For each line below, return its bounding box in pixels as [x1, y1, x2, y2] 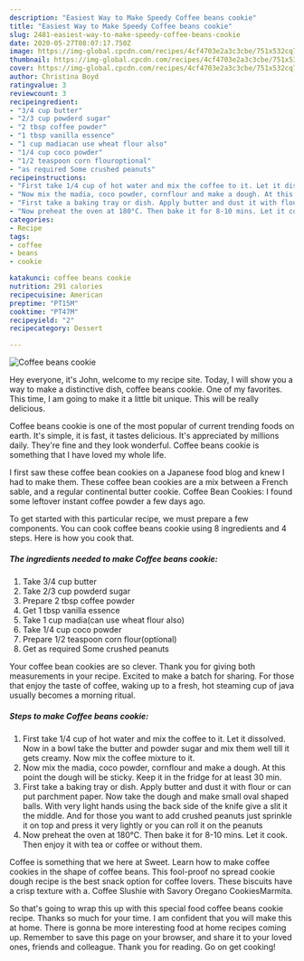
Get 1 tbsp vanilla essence [22, 605, 120, 616]
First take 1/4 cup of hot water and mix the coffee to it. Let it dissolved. [22, 734, 287, 745]
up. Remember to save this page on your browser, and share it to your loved [9, 932, 292, 943]
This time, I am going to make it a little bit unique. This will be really [9, 394, 260, 404]
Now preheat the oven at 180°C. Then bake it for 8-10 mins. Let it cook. [22, 830, 288, 841]
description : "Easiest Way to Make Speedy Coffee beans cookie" [9, 13, 257, 23]
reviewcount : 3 [9, 89, 67, 98]
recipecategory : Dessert [9, 324, 103, 333]
